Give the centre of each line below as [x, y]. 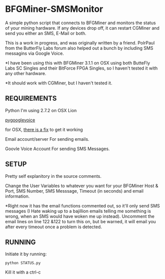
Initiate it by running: [26, 254]
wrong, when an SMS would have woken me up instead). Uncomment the [80, 216]
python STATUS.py [23, 263]
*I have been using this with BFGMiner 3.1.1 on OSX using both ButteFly [78, 63]
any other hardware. [26, 73]
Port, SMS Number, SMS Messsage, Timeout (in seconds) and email [74, 191]
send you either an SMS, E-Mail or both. [46, 33]
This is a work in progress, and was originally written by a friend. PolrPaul [80, 42]
